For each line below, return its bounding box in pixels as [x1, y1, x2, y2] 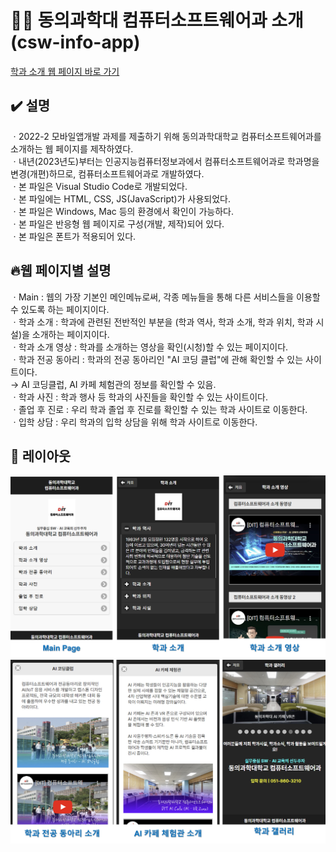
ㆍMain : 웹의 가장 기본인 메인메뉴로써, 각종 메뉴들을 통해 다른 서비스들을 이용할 [10, 291, 321, 303]
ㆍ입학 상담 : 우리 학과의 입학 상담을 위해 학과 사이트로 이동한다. [10, 416, 258, 428]
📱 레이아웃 [10, 447, 72, 465]
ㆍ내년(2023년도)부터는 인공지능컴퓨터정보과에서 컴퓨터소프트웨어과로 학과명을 [10, 155, 320, 167]
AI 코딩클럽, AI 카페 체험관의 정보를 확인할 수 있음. [21, 378, 217, 390]
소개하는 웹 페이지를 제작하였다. [10, 142, 134, 155]
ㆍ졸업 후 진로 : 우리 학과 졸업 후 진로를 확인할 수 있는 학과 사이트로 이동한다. [10, 403, 308, 415]
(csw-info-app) [10, 31, 141, 54]
